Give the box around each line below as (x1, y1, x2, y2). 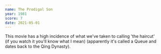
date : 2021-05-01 (5, 20, 40, 25)
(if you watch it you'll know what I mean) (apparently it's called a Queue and (5, 39, 157, 44)
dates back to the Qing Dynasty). (5, 43, 71, 49)
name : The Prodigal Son (5, 7, 53, 12)
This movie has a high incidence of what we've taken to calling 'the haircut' (5, 33, 155, 39)
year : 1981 (5, 11, 27, 16)
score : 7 (5, 16, 23, 21)
